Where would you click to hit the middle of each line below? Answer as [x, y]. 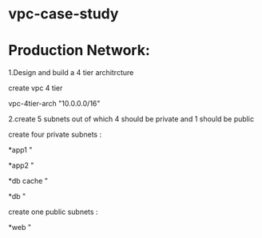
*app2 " [21, 165]
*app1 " [20, 150]
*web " [20, 228]
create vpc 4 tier [36, 88]
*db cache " [28, 181]
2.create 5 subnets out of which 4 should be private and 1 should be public [131, 119]
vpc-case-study [64, 14]
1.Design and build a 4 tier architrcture [71, 73]
